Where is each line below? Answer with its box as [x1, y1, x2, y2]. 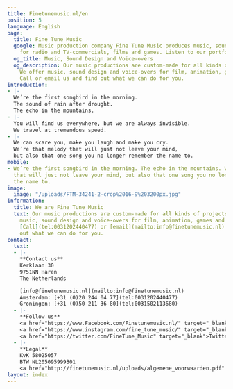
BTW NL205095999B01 [19, 358, 76, 365]
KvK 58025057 [19, 352, 58, 359]
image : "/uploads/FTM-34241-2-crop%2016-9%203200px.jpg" [13, 191, 182, 198]
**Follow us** [19, 313, 60, 320]
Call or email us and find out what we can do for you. [19, 74, 185, 82]
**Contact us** [19, 256, 64, 263]
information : [7, 197, 45, 205]
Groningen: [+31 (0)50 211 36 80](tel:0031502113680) [19, 300, 178, 308]
